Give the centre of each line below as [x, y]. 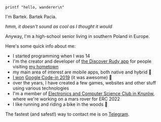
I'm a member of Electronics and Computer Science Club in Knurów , [84, 93]
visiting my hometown [35, 67]
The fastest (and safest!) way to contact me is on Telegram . [67, 114]
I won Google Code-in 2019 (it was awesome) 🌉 [62, 77]
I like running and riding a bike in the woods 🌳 [60, 104]
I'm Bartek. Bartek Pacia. [31, 17]
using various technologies [41, 88]
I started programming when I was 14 [51, 56]
